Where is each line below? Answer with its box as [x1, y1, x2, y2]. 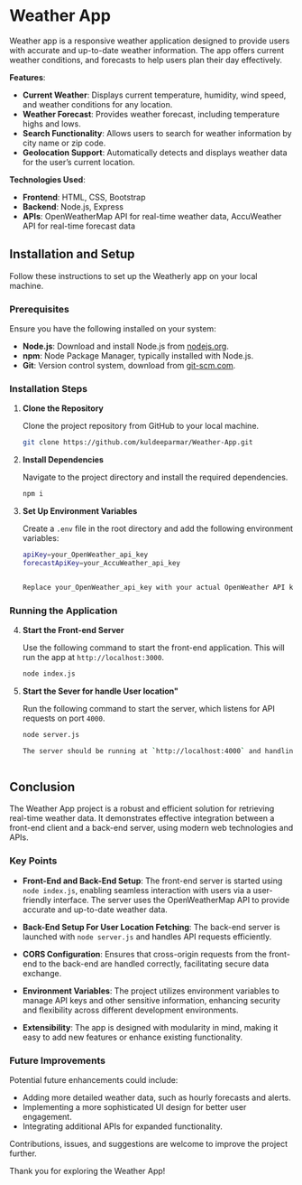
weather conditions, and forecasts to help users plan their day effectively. [9, 54, 282, 65]
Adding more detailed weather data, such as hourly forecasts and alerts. [22, 1092, 291, 1103]
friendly [22, 894, 52, 905]
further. [9, 1148, 38, 1159]
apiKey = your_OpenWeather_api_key [22, 550, 149, 560]
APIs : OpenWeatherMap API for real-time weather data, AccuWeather [22, 210, 282, 221]
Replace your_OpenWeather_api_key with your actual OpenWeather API [22, 583, 286, 592]
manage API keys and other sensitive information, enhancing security [22, 994, 281, 1005]
